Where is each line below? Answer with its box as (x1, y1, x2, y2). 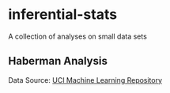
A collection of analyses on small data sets (8, 32, 148, 41)
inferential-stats (8, 6, 117, 24)
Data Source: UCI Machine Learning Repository (8, 75, 163, 84)
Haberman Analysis (8, 54, 108, 68)
